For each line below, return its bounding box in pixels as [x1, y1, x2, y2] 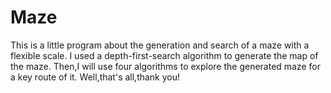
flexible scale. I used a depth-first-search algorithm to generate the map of [10, 49, 319, 61]
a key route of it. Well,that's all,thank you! [10, 71, 181, 83]
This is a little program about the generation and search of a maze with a [10, 39, 310, 51]
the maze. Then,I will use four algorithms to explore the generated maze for [10, 60, 322, 72]
